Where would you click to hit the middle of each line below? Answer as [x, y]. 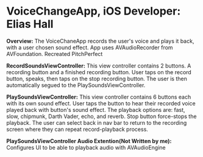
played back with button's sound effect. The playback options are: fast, [96, 110]
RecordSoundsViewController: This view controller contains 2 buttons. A [99, 66]
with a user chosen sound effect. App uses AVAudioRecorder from [90, 47]
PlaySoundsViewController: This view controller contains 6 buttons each [99, 97]
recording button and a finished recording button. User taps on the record [99, 72]
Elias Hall [30, 24]
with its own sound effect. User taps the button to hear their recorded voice [101, 103]
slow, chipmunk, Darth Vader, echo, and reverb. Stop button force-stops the [101, 116]
